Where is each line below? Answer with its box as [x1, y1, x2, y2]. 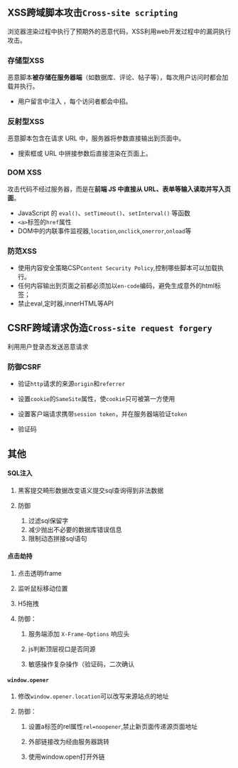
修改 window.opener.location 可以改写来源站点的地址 [17, 692, 169, 700]
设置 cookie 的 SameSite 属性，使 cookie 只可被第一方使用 [17, 395, 175, 403]
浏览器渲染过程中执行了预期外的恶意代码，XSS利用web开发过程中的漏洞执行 [7, 27, 232, 36]
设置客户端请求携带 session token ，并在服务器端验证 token [17, 410, 188, 418]
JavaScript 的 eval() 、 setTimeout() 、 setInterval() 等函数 [17, 209, 190, 217]
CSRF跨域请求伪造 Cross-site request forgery [7, 322, 212, 334]
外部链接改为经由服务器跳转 [28, 737, 110, 746]
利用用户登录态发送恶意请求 [7, 342, 89, 351]
